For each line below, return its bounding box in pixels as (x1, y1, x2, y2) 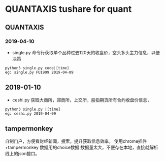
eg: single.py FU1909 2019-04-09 (5, 70, 74, 75)
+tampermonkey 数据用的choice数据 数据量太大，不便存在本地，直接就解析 (5, 144, 159, 150)
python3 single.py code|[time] (5, 65, 69, 70)
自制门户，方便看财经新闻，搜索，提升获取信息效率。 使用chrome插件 (5, 138, 147, 144)
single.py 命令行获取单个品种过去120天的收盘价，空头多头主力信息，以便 (12, 49, 160, 55)
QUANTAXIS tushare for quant (5, 3, 132, 15)
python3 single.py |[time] (5, 107, 61, 112)
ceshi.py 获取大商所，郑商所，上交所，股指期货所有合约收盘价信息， (12, 97, 152, 103)
